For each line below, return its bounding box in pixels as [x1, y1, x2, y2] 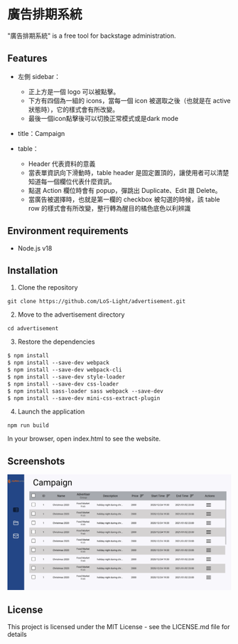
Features [7, 53, 48, 65]
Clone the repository [17, 283, 78, 292]
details [7, 630, 27, 639]
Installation [7, 264, 58, 276]
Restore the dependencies [17, 337, 95, 346]
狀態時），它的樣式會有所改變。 [28, 105, 119, 114]
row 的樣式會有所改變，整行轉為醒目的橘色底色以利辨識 [28, 204, 191, 212]
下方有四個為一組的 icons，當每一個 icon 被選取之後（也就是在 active [28, 96, 231, 105]
